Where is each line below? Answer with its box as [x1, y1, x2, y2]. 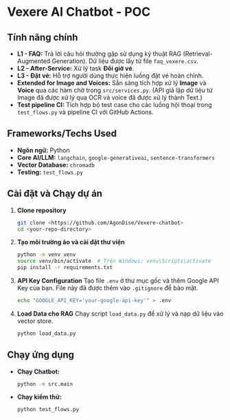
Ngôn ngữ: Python [16, 145, 70, 154]
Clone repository [16, 206, 67, 214]
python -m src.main [16, 380, 73, 388]
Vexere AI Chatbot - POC [7, 4, 151, 20]
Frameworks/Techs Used [7, 128, 117, 139]
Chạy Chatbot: [16, 367, 60, 375]
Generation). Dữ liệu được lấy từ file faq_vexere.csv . [51, 57, 199, 65]
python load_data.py [16, 330, 76, 337]
